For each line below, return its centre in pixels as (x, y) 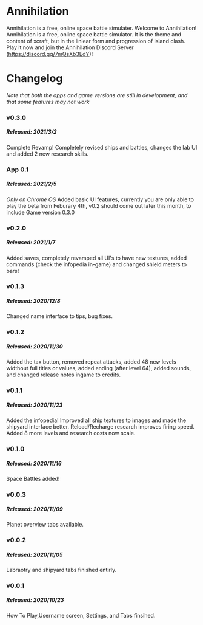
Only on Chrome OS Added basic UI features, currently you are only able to (100, 199)
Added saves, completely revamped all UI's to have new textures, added (97, 258)
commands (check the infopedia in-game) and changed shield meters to (96, 264)
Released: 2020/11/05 (35, 554)
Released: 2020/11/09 (35, 509)
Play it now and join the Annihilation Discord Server (70, 47)
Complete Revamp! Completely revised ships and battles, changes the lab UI (102, 147)
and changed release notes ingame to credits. (64, 375)
